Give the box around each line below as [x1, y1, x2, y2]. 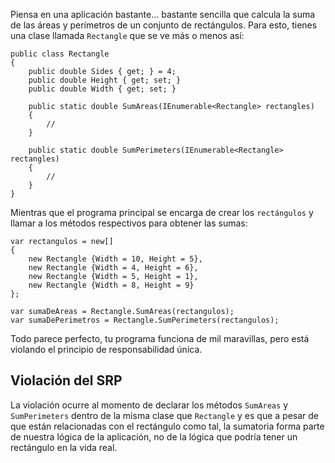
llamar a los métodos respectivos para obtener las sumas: [10, 217, 248, 229]
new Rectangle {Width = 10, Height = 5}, [28, 254, 203, 264]
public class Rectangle [10, 49, 110, 59]
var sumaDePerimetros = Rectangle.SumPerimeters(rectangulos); [10, 315, 280, 325]
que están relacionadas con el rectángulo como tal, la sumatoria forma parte [10, 420, 325, 432]
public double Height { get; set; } [28, 75, 182, 85]
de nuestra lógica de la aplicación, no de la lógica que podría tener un [10, 430, 298, 443]
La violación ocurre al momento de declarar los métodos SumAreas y [10, 399, 288, 411]
